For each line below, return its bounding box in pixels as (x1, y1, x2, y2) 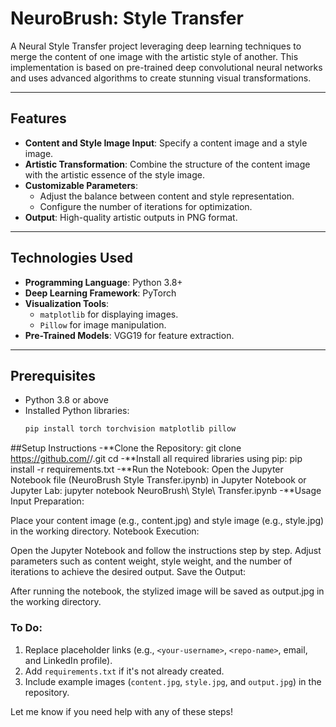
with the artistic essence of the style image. (24, 168, 205, 181)
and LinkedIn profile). (24, 654, 113, 666)
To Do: (10, 621, 43, 635)
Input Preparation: (10, 495, 85, 507)
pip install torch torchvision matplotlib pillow (24, 424, 237, 434)
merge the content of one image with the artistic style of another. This (10, 50, 299, 62)
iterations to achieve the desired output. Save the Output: (10, 566, 247, 578)
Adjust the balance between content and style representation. (39, 190, 295, 202)
